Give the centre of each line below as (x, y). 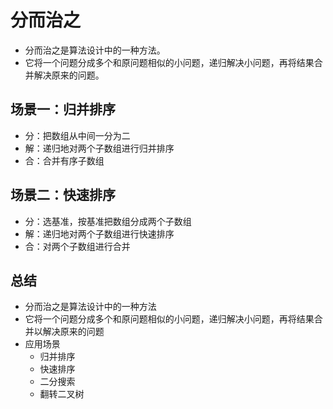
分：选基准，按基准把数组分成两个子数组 (108, 221)
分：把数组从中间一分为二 (77, 135)
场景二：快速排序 (63, 195)
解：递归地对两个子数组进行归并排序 (99, 148)
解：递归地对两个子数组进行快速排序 (99, 233)
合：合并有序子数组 (64, 160)
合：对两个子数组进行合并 (77, 246)
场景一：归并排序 (63, 109)
